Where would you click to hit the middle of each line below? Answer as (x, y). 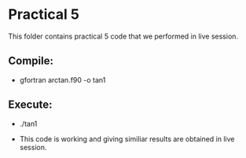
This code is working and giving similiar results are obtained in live (127, 138)
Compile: (31, 61)
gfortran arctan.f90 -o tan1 (62, 79)
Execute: (30, 105)
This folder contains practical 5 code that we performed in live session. (123, 36)
